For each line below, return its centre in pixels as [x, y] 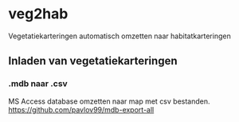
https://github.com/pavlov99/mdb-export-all [81, 109]
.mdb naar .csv [38, 84]
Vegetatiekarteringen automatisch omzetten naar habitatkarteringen [119, 36]
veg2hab [38, 14]
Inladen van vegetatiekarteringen [93, 61]
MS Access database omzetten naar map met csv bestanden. [109, 101]
